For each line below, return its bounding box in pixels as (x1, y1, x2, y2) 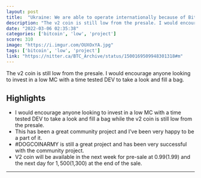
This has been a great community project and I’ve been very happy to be (14, 128, 194, 135)
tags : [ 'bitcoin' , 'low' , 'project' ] (6, 48, 100, 54)
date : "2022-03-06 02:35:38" (6, 25, 79, 32)
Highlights (6, 93, 46, 103)
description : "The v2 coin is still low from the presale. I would (6, 20, 178, 26)
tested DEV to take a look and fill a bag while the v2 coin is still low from (14, 115, 193, 122)
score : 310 (6, 36, 33, 42)
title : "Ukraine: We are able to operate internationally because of (6, 14, 186, 20)
